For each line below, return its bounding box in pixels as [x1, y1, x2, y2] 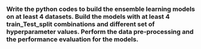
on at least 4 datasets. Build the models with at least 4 [6, 12, 170, 21]
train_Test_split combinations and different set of [6, 20, 155, 28]
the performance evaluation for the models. [6, 35, 139, 44]
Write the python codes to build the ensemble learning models [6, 5, 196, 13]
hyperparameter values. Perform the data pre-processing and [6, 27, 194, 36]
